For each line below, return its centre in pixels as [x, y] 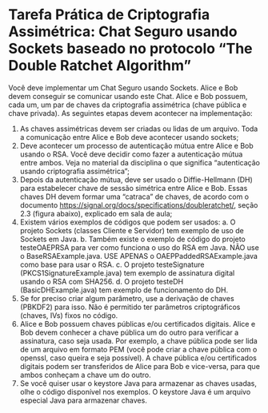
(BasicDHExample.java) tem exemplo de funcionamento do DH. [124, 290]
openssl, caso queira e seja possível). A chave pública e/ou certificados [138, 358]
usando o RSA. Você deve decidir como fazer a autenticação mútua [131, 154]
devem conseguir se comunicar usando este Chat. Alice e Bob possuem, [128, 96]
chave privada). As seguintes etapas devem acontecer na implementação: [131, 113]
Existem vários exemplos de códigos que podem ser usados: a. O [128, 222]
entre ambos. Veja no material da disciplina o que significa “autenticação [140, 162]
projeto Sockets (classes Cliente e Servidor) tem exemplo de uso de [132, 230]
